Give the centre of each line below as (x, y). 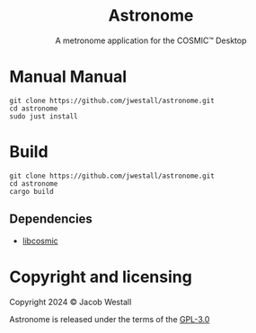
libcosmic (40, 241)
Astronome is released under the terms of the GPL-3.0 (110, 319)
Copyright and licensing (101, 277)
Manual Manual (68, 77)
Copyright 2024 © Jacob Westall (71, 302)
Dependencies (51, 219)
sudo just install (44, 116)
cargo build (31, 191)
